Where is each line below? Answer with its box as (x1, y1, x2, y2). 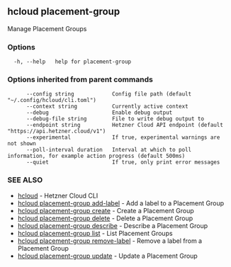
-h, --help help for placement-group (13, 58, 132, 66)
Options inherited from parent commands (7, 74, 154, 84)
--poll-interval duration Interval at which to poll (26, 147, 192, 154)
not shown (7, 140, 37, 147)
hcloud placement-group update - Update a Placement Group (17, 251, 198, 260)
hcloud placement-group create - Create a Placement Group (17, 206, 195, 215)
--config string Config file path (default (26, 91, 192, 98)
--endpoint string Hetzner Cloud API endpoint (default (26, 122, 223, 129)
